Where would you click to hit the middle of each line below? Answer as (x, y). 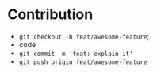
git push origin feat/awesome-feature (83, 62)
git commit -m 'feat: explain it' (76, 54)
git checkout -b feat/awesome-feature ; (84, 36)
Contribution (50, 15)
